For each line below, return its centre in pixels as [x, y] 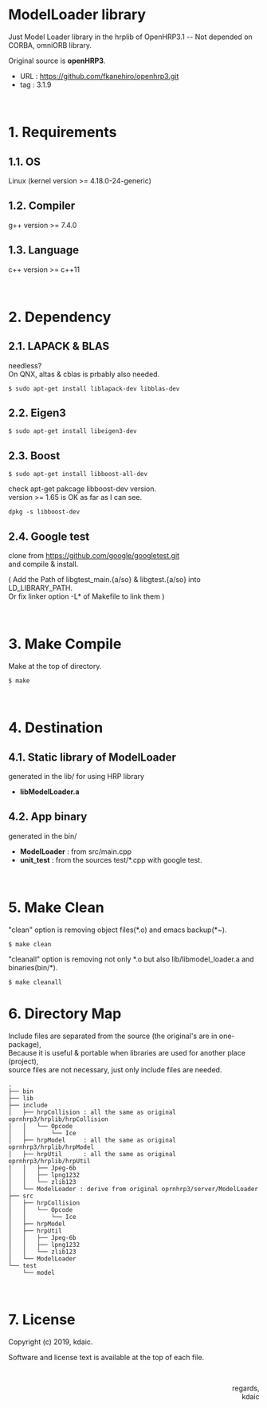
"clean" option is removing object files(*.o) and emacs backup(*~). [118, 930]
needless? [25, 365]
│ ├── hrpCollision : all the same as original [92, 1112]
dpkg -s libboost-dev [44, 512]
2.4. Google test [49, 536]
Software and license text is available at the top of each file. [106, 1357]
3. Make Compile [65, 644]
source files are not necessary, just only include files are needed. [115, 1069]
